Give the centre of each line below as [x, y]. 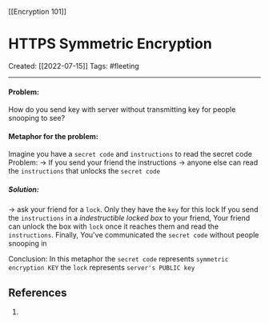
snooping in [28, 244]
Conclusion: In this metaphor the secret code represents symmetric [118, 259]
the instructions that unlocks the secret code [84, 171]
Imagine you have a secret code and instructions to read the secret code [130, 154]
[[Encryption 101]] [37, 12]
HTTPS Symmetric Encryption [110, 44]
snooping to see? [37, 118]
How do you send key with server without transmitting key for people [122, 110]
